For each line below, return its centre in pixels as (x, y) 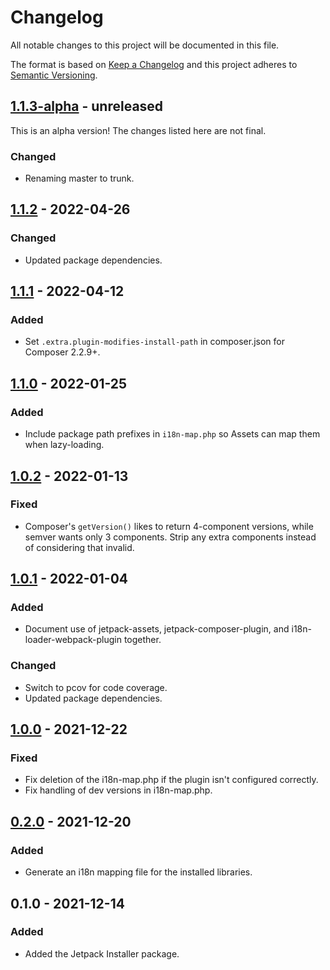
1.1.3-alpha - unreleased (87, 106)
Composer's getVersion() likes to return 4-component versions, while (169, 526)
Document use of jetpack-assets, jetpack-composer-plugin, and (157, 629)
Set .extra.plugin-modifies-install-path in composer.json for (154, 342)
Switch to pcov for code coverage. (96, 687)
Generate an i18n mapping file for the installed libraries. (138, 872)
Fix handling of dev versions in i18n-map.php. (118, 790)
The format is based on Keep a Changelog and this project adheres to (154, 64)
